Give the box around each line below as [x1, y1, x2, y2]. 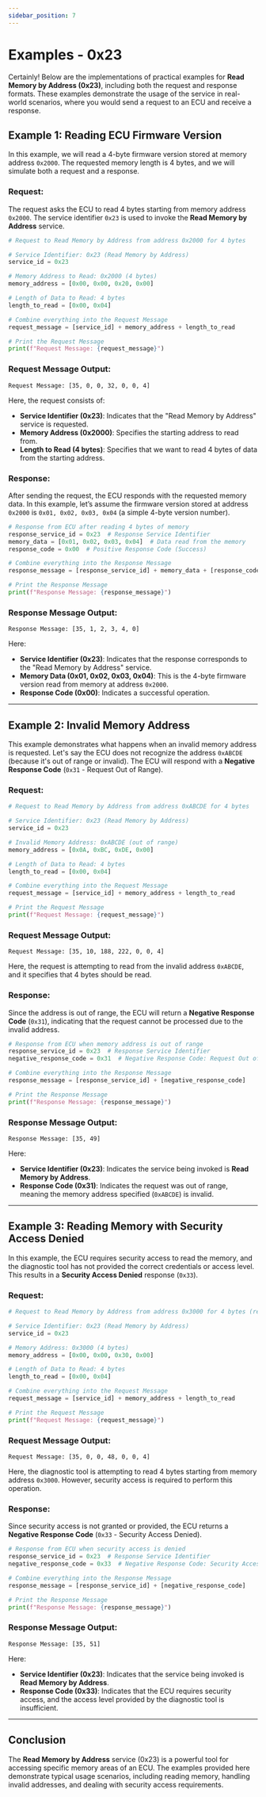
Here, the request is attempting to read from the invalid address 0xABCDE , [8, 962, 244, 971]
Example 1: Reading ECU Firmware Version [8, 128, 222, 142]
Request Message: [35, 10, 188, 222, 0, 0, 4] [8, 948, 165, 956]
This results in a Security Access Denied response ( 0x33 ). [8, 1270, 199, 1279]
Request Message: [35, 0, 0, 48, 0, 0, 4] [8, 1452, 150, 1461]
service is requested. [19, 419, 89, 429]
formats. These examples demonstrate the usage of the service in [8, 89, 223, 98]
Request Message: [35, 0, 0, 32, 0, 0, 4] [8, 381, 150, 389]
